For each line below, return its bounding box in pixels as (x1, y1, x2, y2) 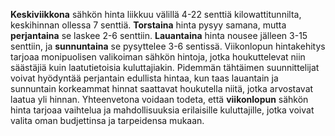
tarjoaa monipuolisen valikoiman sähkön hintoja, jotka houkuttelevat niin (10, 51, 306, 63)
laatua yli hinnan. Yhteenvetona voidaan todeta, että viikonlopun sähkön (10, 94, 309, 105)
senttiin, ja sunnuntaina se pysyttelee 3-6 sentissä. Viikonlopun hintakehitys (10, 40, 326, 52)
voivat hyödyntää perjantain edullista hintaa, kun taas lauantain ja (10, 72, 279, 84)
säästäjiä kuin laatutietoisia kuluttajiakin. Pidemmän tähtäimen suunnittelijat (10, 62, 320, 73)
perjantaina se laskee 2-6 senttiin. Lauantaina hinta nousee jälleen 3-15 (10, 30, 308, 41)
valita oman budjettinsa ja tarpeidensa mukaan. (10, 115, 205, 126)
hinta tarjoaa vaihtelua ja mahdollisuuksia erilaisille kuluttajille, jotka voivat (10, 104, 315, 116)
